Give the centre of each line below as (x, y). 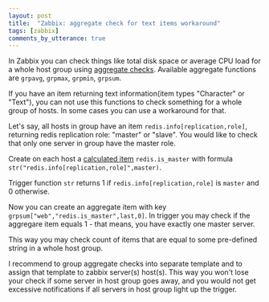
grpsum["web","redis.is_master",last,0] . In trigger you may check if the (129, 216)
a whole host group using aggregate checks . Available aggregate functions (132, 70)
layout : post (30, 16)
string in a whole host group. (56, 248)
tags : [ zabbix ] (34, 31)
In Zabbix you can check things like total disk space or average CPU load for (134, 61)
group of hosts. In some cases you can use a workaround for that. (117, 111)
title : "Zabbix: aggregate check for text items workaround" (114, 23)
